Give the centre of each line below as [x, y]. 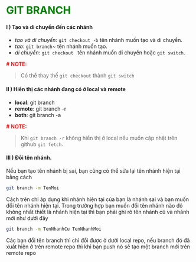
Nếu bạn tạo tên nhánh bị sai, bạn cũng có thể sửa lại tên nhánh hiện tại [94, 171]
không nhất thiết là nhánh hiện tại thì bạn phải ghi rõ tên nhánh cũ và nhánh [98, 212]
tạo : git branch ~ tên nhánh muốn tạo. [61, 46]
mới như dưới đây [27, 218]
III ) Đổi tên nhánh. [29, 158]
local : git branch [35, 102]
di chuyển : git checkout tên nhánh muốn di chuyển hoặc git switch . [100, 53]
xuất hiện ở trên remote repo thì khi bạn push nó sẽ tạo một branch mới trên [98, 247]
